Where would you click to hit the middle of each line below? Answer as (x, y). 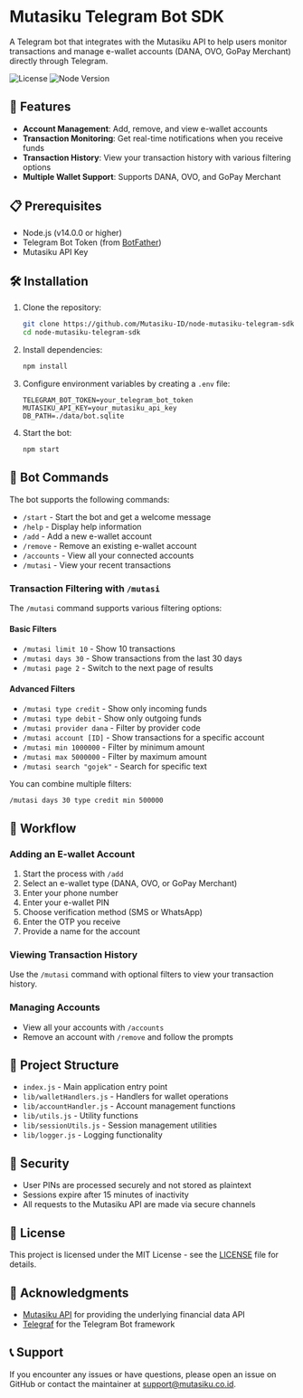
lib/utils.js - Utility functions (80, 1116)
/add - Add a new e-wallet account (87, 536)
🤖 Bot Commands (59, 478)
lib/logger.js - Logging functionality (92, 1135)
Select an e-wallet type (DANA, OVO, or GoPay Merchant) (130, 883)
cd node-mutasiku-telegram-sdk (81, 333)
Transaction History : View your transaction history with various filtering (156, 157)
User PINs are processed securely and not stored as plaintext (137, 1185)
